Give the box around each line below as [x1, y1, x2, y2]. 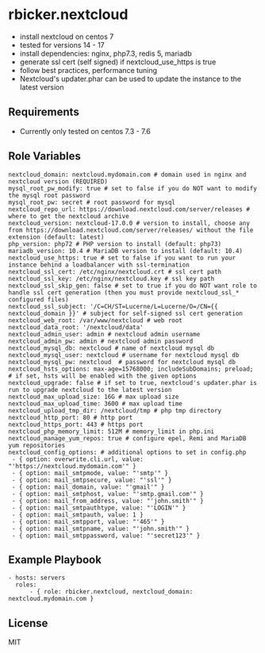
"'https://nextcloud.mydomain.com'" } [8, 462, 136, 470]
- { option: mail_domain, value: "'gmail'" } [11, 482, 165, 491]
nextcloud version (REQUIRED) [8, 177, 109, 186]
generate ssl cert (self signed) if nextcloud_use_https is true [19, 57, 217, 67]
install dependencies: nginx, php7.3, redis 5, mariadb [19, 48, 192, 58]
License [8, 617, 48, 630]
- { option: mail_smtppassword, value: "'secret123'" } [11, 532, 201, 540]
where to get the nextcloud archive [8, 212, 129, 220]
